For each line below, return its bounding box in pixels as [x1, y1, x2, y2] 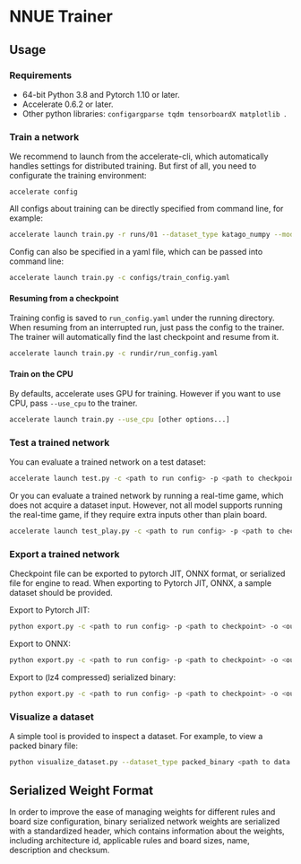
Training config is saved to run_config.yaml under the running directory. [9, 312, 275, 324]
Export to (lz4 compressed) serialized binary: [9, 672, 176, 683]
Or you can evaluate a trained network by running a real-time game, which [9, 491, 284, 502]
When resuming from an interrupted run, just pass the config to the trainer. [9, 322, 285, 333]
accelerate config [9, 188, 78, 196]
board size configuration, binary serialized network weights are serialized [9, 816, 280, 827]
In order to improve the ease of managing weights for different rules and [9, 807, 276, 817]
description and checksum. [9, 845, 110, 856]
